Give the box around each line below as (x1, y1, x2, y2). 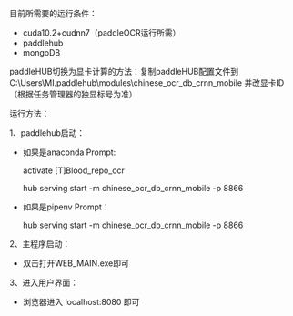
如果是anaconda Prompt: (22, 147, 116, 158)
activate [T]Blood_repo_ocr (22, 165, 126, 176)
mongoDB (22, 47, 61, 57)
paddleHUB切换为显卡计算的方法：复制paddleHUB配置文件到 (9, 66, 239, 76)
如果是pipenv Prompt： (22, 201, 111, 212)
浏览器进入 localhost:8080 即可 (22, 297, 140, 307)
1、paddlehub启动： (9, 127, 86, 138)
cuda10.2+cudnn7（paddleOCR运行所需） (22, 27, 181, 38)
